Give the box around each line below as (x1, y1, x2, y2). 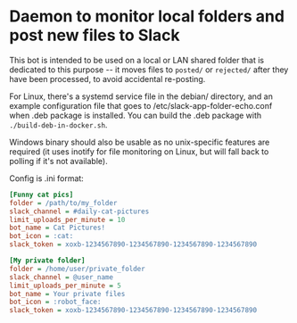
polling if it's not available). (9, 155, 109, 166)
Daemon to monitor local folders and (9, 6, 285, 27)
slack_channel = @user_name (9, 272, 114, 282)
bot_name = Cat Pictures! (9, 223, 105, 233)
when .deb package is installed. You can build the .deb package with (9, 110, 262, 120)
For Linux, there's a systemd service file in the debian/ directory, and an (9, 91, 274, 102)
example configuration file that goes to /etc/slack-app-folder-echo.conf (9, 100, 273, 111)
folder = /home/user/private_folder (9, 264, 145, 273)
